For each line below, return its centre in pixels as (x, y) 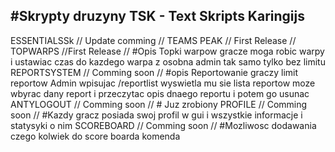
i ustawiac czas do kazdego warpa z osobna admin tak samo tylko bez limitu (168, 61)
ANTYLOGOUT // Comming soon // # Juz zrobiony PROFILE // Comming (159, 104)
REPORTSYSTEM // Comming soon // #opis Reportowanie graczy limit (154, 72)
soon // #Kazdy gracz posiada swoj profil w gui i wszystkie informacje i (156, 115)
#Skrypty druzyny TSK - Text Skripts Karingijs (157, 16)
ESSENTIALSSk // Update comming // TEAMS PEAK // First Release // (153, 40)
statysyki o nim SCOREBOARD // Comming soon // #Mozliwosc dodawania (163, 125)
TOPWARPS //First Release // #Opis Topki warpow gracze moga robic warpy (167, 51)
